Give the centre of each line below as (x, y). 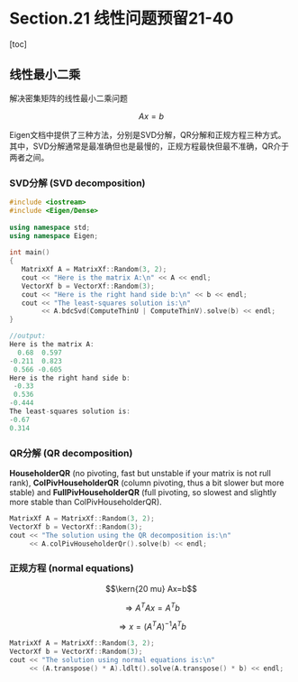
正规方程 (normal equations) (72, 568)
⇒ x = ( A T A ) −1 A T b (153, 626)
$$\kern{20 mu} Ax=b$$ (151, 588)
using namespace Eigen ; (54, 235)
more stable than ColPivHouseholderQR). (86, 502)
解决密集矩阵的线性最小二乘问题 (68, 98)
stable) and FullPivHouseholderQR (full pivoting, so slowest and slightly (143, 492)
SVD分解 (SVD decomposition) (77, 183)
